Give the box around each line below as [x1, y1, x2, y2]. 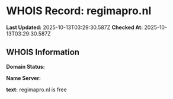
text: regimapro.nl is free [6, 86, 67, 93]
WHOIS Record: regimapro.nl [6, 4, 152, 18]
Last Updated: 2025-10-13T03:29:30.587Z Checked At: [6, 24, 143, 31]
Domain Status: [6, 63, 46, 70]
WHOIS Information [6, 47, 80, 58]
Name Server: [6, 74, 41, 81]
